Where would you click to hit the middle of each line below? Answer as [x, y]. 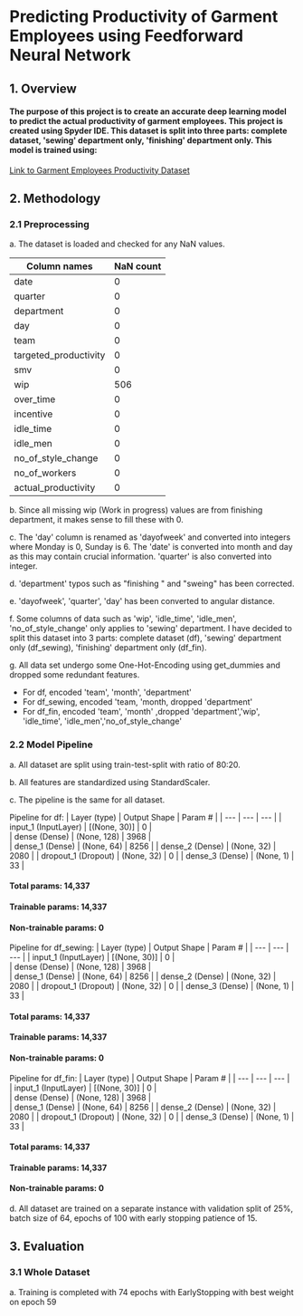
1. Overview [43, 88]
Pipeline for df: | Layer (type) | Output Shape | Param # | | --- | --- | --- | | [146, 817]
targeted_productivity [60, 355]
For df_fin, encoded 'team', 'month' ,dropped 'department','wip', [141, 712]
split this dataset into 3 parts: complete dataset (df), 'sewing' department [146, 638]
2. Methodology [55, 199]
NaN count [138, 266]
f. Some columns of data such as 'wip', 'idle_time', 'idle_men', [123, 619]
